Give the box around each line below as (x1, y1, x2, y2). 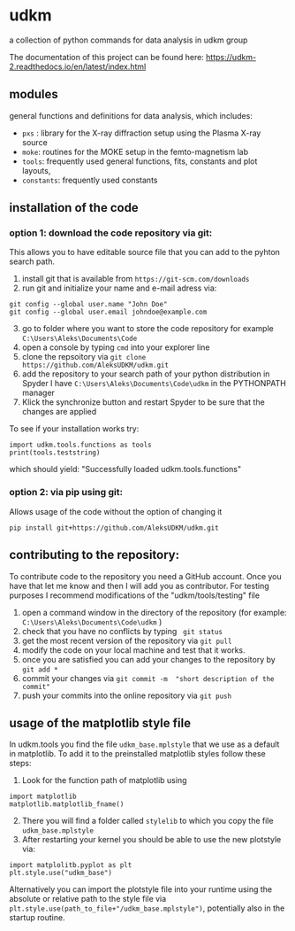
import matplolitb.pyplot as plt (9, 861, 132, 870)
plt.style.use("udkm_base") (9, 869, 113, 878)
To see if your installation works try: (9, 423, 140, 434)
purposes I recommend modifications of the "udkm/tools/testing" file (9, 590, 261, 601)
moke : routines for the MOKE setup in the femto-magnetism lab (21, 146, 249, 157)
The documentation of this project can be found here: (9, 51, 205, 62)
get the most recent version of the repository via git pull (21, 635, 232, 646)
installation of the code (9, 200, 139, 215)
